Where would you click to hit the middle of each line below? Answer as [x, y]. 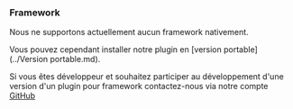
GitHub [23, 95]
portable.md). [75, 59]
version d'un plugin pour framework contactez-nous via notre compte [139, 86]
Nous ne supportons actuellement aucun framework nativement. [129, 32]
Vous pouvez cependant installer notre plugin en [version [116, 50]
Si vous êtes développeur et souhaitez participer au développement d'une [146, 77]
